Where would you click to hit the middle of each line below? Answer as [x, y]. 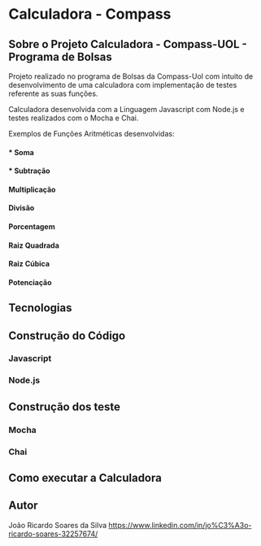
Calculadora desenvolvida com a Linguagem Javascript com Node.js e [126, 109]
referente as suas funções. [53, 93]
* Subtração [29, 171]
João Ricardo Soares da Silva [58, 525]
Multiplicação [32, 189]
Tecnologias [40, 308]
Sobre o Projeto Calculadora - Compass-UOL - [128, 44]
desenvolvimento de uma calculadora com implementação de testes [123, 85]
